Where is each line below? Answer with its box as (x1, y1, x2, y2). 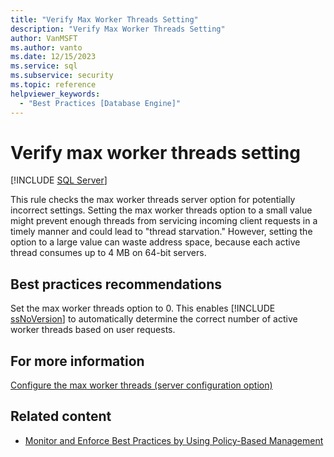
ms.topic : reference (10, 80, 97, 90)
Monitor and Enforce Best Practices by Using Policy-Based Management (24, 434, 324, 446)
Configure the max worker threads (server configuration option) (10, 379, 273, 391)
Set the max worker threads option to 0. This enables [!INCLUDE (10, 302, 276, 315)
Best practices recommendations (10, 276, 223, 293)
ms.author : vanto (10, 42, 83, 53)
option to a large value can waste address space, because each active (10, 236, 301, 248)
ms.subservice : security (10, 71, 114, 81)
